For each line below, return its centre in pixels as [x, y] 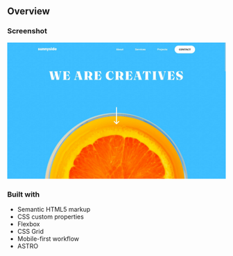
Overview [29, 11]
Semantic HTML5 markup [54, 209]
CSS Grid [30, 231]
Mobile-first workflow [48, 239]
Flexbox [28, 223]
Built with [24, 194]
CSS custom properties [51, 217]
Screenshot [27, 31]
